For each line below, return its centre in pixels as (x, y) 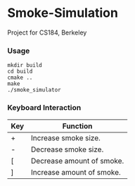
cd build (20, 72)
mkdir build (25, 66)
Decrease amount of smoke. (77, 161)
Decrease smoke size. (67, 149)
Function (77, 126)
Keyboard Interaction (44, 108)
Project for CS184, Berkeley (47, 32)
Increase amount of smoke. (76, 172)
